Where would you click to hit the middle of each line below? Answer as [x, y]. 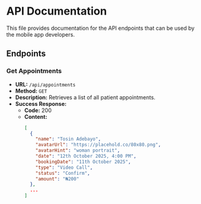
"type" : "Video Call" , [64, 167]
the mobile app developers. [41, 34]
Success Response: [41, 104]
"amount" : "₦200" [57, 179]
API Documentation [57, 11]
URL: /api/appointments [45, 84]
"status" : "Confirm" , [63, 173]
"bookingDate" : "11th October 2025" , [83, 162]
